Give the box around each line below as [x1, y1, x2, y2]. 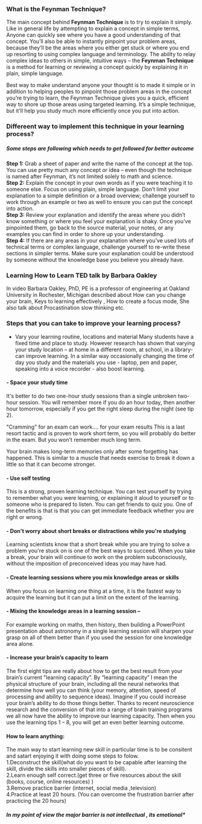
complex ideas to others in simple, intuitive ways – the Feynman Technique [6, 57, 194, 65]
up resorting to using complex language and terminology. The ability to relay [6, 51, 196, 58]
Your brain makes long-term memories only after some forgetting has [6, 447, 178, 455]
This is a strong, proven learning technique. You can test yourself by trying [6, 488, 192, 495]
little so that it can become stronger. [6, 461, 96, 468]
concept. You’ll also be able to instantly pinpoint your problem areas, [6, 38, 177, 45]
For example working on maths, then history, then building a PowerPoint [6, 621, 185, 628]
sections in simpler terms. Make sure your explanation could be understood [6, 250, 194, 257]
